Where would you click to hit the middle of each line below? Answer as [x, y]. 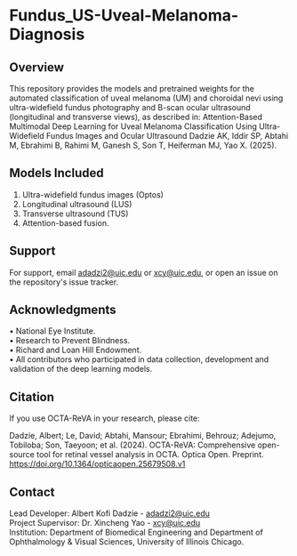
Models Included [56, 173]
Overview [37, 67]
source [22, 455]
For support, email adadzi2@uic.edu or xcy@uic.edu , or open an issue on [144, 272]
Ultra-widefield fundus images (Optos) [93, 194]
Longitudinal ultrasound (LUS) [77, 204]
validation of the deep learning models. [81, 369]
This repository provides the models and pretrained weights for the [132, 89]
